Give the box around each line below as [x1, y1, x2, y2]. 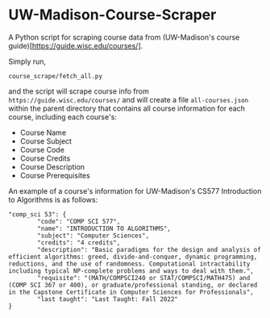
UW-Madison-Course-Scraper [8, 6, 217, 24]
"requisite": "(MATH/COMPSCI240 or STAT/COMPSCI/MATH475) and [37, 274, 251, 282]
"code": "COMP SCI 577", [37, 217, 121, 225]
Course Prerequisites [19, 170, 90, 180]
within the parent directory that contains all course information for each [8, 103, 246, 113]
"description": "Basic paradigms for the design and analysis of [37, 245, 262, 253]
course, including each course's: [8, 111, 117, 122]
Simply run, [8, 56, 47, 66]
